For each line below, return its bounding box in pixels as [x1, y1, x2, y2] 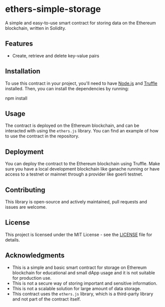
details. [5, 237, 20, 243]
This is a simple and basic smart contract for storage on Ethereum [12, 264, 147, 270]
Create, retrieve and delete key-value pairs [12, 53, 100, 59]
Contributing [5, 185, 45, 194]
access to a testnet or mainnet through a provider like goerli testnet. [5, 171, 143, 177]
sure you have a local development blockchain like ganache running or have [5, 166, 160, 172]
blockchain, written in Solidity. [5, 25, 67, 31]
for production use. [12, 275, 52, 281]
